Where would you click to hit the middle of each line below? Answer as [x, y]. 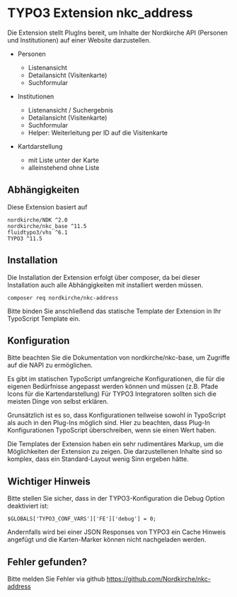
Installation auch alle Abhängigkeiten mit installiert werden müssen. [105, 285]
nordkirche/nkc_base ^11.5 [47, 226]
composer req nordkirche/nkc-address [63, 298]
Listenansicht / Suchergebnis [70, 110]
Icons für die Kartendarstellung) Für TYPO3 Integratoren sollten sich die [112, 394]
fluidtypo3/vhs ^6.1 [38, 232]
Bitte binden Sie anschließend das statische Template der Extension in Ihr [114, 311]
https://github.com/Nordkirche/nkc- [158, 579]
